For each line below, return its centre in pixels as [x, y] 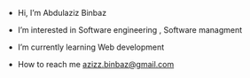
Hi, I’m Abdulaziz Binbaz [62, 13]
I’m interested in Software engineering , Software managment [130, 30]
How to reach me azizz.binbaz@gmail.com [96, 64]
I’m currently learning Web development [91, 47]
